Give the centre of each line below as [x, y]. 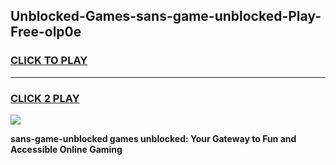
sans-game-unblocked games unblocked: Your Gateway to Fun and [153, 138]
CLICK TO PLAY [49, 61]
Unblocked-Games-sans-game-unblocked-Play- [166, 16]
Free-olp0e [46, 32]
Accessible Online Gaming [66, 149]
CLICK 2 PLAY [45, 98]
